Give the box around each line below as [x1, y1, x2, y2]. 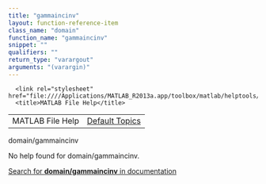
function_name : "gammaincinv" [8, 33, 108, 42]
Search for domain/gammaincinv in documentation [8, 166, 177, 175]
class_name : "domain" [8, 26, 80, 34]
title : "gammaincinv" [8, 11, 80, 20]
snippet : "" [8, 41, 47, 49]
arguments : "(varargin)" [8, 63, 90, 71]
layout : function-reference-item [8, 19, 119, 27]
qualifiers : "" [8, 48, 59, 56]
